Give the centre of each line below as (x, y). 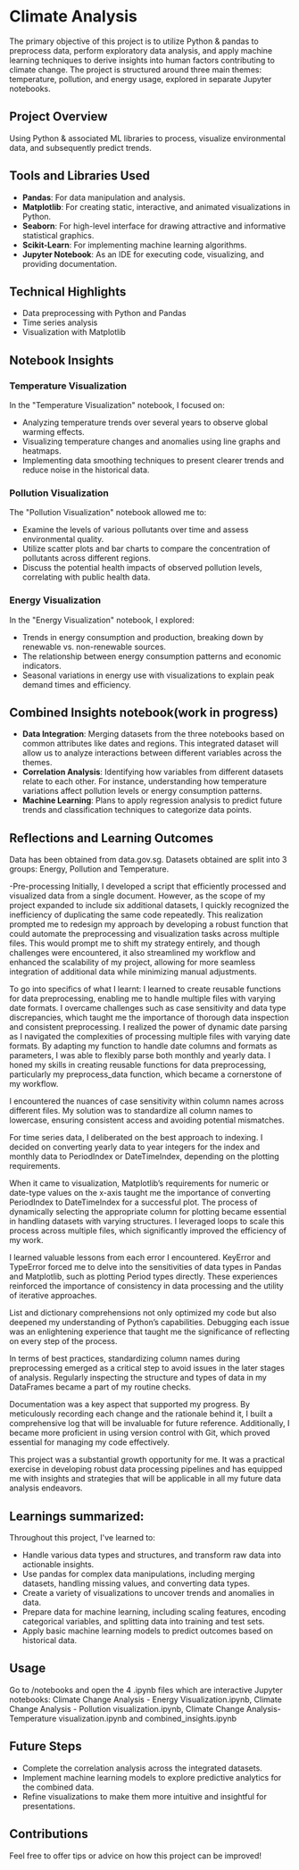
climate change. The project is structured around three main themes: (135, 70)
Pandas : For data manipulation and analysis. (104, 197)
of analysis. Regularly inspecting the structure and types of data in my (138, 1378)
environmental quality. (63, 539)
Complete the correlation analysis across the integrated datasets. (142, 1768)
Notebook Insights (62, 360)
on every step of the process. (63, 1341)
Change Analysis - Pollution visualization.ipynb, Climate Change (127, 1708)
